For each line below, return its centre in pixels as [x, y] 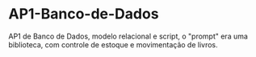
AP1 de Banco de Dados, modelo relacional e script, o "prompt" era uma [128, 36]
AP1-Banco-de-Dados [84, 14]
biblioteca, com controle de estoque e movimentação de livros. [113, 44]
